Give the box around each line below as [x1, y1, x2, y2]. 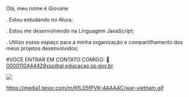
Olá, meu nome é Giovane [6, 5, 68, 12]
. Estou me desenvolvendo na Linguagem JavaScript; [6, 27, 135, 34]
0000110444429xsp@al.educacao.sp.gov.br [6, 62, 114, 69]
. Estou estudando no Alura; [6, 16, 73, 23]
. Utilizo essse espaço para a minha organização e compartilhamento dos [6, 39, 183, 45]
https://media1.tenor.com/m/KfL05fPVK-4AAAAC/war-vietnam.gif [6, 84, 164, 91]
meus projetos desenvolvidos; [6, 45, 79, 52]
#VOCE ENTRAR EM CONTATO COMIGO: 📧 [6, 56, 110, 63]
